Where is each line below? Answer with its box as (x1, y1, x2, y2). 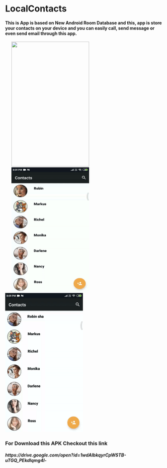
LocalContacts (5, 3, 67, 14)
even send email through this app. (5, 30, 77, 36)
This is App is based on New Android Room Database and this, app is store (5, 19, 162, 25)
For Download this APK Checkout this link (5, 440, 108, 447)
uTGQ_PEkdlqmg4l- (5, 458, 47, 464)
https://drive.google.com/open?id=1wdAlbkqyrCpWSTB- (5, 452, 127, 458)
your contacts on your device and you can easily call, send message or (5, 25, 155, 31)
